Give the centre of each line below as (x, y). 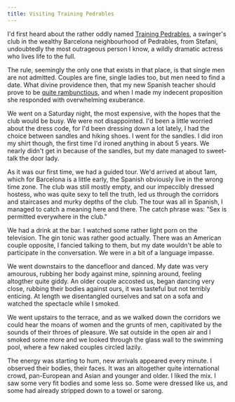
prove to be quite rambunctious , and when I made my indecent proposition (115, 92)
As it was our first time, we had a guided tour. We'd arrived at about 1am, (112, 171)
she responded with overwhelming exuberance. (76, 100)
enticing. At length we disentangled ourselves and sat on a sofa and (105, 296)
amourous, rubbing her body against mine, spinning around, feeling (105, 273)
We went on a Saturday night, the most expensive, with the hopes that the (114, 113)
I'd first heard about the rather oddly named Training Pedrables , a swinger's (117, 34)
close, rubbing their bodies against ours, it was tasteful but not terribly (109, 288)
